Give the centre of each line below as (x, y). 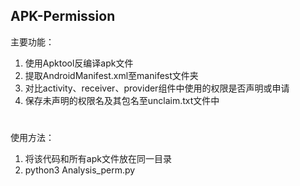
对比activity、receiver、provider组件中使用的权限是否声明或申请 (157, 88)
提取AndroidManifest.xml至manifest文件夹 (111, 75)
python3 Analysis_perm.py (80, 170)
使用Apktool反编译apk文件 (79, 63)
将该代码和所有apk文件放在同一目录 (98, 158)
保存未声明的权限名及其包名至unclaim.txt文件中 (122, 100)
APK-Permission (63, 16)
